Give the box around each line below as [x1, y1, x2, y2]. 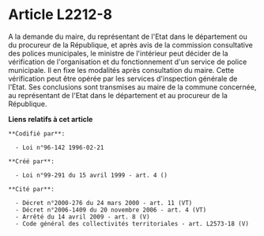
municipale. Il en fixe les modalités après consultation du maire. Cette [8, 65, 235, 74]
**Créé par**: [8, 157, 55, 166]
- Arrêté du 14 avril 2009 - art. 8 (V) [15, 212, 150, 221]
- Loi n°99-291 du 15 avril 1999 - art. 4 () [15, 171, 168, 179]
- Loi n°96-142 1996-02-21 [15, 143, 104, 151]
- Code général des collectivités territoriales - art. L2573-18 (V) [15, 219, 249, 227]
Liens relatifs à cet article [8, 114, 93, 124]
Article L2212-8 [8, 6, 113, 24]
